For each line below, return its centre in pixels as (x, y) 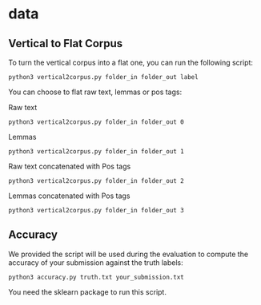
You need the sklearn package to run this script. (87, 291)
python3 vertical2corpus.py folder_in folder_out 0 (96, 122)
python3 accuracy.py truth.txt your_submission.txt (96, 277)
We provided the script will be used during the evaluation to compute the (128, 254)
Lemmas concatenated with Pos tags (69, 196)
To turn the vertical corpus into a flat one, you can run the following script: (131, 62)
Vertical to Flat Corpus (66, 44)
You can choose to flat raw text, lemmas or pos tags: (95, 92)
